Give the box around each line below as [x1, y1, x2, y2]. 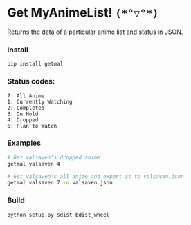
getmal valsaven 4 [7, 160, 60, 167]
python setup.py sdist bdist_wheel [7, 211, 110, 218]
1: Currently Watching [7, 98, 73, 105]
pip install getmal [7, 61, 64, 68]
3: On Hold [7, 110, 39, 117]
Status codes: [7, 77, 55, 86]
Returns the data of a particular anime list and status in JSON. [7, 28, 183, 36]
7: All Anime [7, 92, 45, 99]
